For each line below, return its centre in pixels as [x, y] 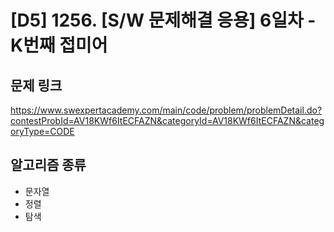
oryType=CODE [42, 131]
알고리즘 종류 [48, 165]
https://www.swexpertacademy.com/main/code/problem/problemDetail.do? [166, 110]
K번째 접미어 [59, 45]
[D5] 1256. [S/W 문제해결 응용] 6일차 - [163, 20]
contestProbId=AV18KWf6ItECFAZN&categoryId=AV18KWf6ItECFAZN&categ [167, 120]
